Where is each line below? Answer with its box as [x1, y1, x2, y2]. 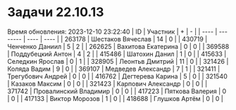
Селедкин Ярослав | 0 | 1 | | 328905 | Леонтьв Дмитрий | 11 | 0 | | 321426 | [7, 57, 229, 65]
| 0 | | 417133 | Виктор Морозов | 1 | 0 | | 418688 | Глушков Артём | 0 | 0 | [7, 94, 223, 102]
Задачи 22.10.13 [7, 4, 104, 20]
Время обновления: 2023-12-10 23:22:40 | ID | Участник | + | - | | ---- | [7, 27, 218, 36]
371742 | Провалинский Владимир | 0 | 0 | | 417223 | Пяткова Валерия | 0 [7, 87, 227, 95]
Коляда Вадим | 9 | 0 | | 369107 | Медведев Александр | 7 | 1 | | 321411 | [7, 64, 221, 73]
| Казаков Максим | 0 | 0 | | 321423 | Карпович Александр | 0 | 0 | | [7, 79, 208, 88]
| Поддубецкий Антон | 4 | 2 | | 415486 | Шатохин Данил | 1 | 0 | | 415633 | [7, 50, 227, 58]
